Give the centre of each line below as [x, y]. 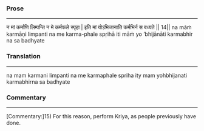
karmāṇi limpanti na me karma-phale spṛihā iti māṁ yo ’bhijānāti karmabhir [100, 34]
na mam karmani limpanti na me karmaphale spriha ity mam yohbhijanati [97, 75]
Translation [23, 56]
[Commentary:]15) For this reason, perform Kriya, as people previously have [101, 116]
